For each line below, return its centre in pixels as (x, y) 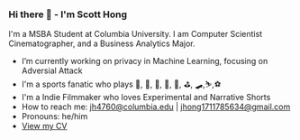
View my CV (44, 126)
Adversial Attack (52, 70)
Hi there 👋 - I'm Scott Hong (68, 14)
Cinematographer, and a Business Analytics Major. (102, 43)
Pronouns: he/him (55, 117)
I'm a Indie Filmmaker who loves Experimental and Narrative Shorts (146, 98)
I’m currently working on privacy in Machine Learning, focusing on (145, 61)
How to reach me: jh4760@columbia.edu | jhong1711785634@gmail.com (156, 107)
